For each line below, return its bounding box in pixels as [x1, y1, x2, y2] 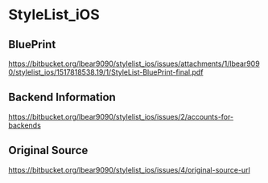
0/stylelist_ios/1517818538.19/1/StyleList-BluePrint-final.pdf [8, 67, 204, 77]
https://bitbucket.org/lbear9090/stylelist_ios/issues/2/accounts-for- [8, 112, 234, 121]
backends [8, 120, 42, 130]
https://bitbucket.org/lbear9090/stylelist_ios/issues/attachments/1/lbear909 [8, 59, 260, 68]
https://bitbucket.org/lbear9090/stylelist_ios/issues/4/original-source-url [8, 165, 251, 174]
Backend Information [8, 91, 117, 104]
